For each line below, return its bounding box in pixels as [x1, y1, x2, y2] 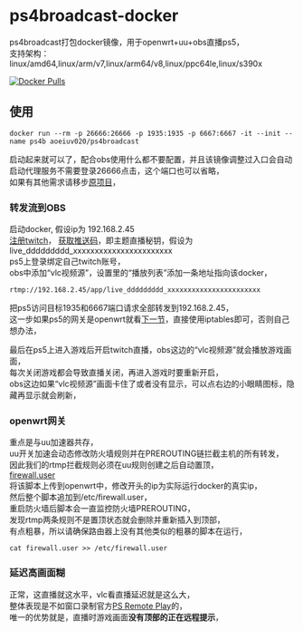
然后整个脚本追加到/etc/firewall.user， [9, 491, 152, 503]
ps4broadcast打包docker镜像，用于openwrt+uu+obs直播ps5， [9, 36, 245, 47]
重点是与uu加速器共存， [9, 437, 99, 448]
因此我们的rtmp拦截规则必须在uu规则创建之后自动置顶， [9, 460, 219, 471]
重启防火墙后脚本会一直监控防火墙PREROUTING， [9, 503, 196, 514]
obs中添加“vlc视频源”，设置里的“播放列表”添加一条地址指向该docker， [9, 267, 273, 278]
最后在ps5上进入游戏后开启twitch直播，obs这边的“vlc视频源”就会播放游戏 [9, 345, 284, 355]
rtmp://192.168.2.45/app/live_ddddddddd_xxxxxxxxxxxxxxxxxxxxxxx [9, 286, 260, 295]
